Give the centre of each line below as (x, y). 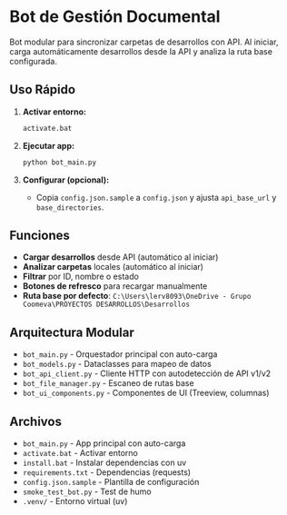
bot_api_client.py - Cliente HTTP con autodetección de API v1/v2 (147, 373)
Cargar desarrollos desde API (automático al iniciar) (120, 257)
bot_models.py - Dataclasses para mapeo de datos (117, 364)
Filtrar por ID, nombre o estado (80, 277)
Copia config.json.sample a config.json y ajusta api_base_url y (156, 197)
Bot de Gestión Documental (115, 17)
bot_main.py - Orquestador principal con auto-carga (120, 354)
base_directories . (70, 207)
